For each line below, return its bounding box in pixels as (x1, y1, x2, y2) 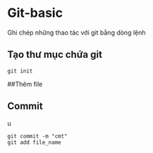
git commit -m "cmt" (7, 133, 68, 140)
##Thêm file (7, 80, 43, 88)
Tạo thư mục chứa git (7, 49, 102, 61)
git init (7, 67, 33, 75)
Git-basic (7, 5, 63, 21)
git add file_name (7, 139, 61, 146)
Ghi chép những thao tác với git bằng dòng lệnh (7, 28, 146, 37)
